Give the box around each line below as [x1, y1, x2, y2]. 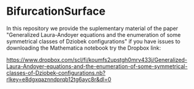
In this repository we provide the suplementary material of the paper [6, 25, 179, 32]
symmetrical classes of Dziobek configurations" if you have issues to [6, 37, 181, 45]
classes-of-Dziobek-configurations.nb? [6, 69, 106, 76]
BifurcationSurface [6, 4, 106, 18]
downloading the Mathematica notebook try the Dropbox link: [6, 44, 161, 52]
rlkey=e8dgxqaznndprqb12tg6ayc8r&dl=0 [6, 75, 111, 83]
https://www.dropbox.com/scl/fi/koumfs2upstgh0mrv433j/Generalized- [6, 56, 188, 63]
